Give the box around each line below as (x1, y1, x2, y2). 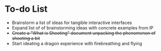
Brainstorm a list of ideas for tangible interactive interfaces (11, 20, 132, 25)
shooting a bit (11, 35, 40, 41)
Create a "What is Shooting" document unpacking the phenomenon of (11, 30, 156, 36)
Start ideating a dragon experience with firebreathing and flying (11, 40, 143, 46)
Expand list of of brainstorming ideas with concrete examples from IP (11, 25, 154, 30)
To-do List (4, 3, 48, 15)
